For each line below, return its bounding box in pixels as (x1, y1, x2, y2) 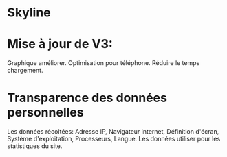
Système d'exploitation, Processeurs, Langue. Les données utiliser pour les (7, 135, 221, 143)
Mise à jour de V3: (7, 36, 113, 52)
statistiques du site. (7, 142, 63, 150)
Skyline (7, 5, 52, 21)
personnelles (7, 105, 84, 121)
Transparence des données (7, 90, 167, 106)
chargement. (7, 67, 43, 75)
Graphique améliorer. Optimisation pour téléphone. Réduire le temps (7, 59, 200, 67)
